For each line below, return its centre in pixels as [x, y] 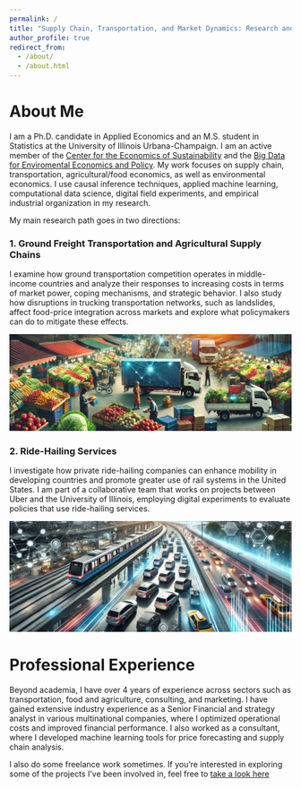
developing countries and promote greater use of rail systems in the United [148, 480]
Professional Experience [102, 665]
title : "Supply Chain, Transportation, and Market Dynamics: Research [144, 28]
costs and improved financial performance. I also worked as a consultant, [145, 728]
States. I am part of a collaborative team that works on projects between [142, 490]
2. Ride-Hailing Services [63, 450]
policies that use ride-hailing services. [80, 509]
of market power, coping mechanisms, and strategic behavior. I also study [146, 293]
